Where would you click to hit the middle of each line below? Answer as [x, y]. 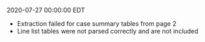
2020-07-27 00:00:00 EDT [46, 10]
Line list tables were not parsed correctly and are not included [108, 31]
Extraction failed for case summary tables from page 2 [96, 23]
